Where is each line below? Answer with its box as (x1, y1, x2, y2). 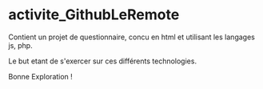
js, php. (8, 40, 34, 50)
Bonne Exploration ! (8, 71, 74, 81)
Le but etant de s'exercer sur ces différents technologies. (8, 56, 197, 66)
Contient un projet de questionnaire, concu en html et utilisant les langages (8, 32, 256, 42)
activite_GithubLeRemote (8, 6, 180, 24)
